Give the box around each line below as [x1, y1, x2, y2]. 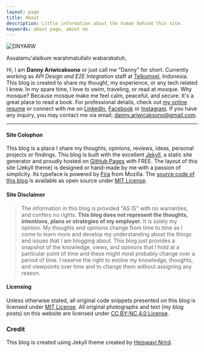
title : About [6, 15, 39, 21]
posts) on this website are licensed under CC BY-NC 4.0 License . [6, 309, 169, 317]
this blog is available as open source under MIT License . [6, 177, 148, 185]
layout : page [6, 9, 39, 15]
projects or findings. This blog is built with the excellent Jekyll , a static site [6, 151, 192, 158]
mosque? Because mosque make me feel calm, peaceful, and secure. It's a [6, 92, 194, 99]
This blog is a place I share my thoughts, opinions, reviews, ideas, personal [6, 144, 194, 152]
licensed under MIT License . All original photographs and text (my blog [6, 303, 184, 311]
